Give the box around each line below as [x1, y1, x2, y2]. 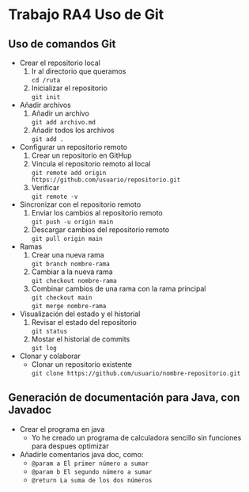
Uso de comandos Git [8, 37, 116, 51]
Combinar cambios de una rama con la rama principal [31, 284, 206, 293]
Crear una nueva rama [31, 250, 104, 259]
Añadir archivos [19, 101, 71, 109]
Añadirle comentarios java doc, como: [19, 449, 144, 459]
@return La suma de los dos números [31, 476, 153, 484]
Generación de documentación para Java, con [8, 391, 240, 405]
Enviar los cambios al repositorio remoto [31, 208, 164, 217]
